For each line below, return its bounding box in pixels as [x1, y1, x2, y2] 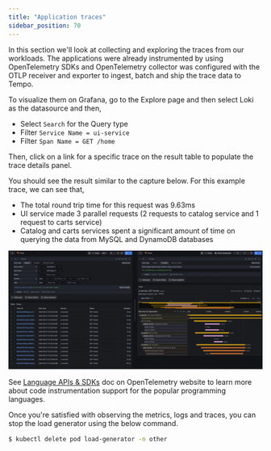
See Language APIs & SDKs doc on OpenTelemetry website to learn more [8, 377, 252, 386]
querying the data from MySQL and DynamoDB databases [19, 234, 214, 244]
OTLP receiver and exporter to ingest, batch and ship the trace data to [8, 70, 242, 80]
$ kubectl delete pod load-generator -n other [8, 435, 168, 443]
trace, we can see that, [8, 184, 85, 194]
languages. [8, 394, 46, 403]
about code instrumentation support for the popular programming [8, 386, 226, 395]
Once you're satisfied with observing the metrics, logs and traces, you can [8, 410, 256, 420]
